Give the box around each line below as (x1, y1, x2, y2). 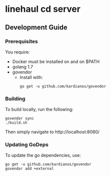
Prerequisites (5, 38, 38, 45)
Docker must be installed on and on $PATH (12, 58, 100, 65)
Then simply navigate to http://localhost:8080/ (5, 129, 100, 135)
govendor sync (5, 116, 35, 121)
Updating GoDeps (5, 141, 49, 148)
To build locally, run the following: (5, 106, 74, 112)
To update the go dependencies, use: (5, 152, 81, 158)
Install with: (19, 74, 43, 80)
